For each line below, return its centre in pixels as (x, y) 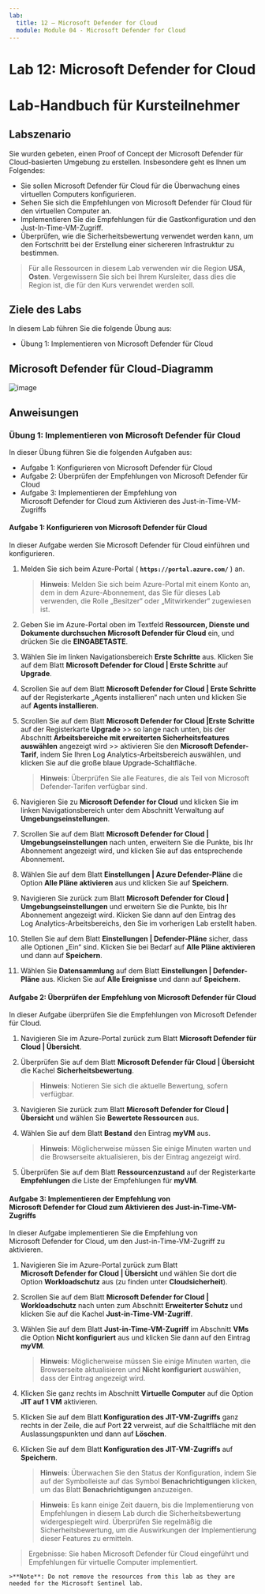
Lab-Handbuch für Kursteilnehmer (125, 105)
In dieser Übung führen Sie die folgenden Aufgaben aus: (101, 452)
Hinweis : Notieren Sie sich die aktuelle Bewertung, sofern (134, 1086)
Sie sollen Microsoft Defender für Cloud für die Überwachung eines (130, 186)
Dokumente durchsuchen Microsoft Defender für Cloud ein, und (127, 633)
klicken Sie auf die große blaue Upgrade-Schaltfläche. (108, 763)
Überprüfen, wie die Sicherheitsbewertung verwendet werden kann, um (137, 236)
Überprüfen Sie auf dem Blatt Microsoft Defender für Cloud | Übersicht (137, 1062)
